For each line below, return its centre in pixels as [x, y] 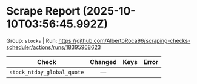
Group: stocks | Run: [32, 40]
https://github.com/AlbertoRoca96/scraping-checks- [125, 40]
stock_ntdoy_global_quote [47, 72]
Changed [103, 62]
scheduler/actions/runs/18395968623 [54, 47]
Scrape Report [43, 11]
